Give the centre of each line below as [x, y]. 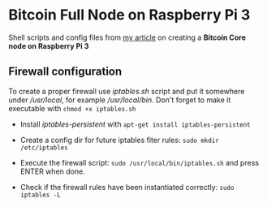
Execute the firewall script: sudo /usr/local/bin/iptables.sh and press [140, 162]
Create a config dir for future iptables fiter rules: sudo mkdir [119, 140]
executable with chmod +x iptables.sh [72, 108]
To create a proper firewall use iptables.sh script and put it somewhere [127, 91]
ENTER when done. [52, 171]
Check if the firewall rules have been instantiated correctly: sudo [127, 187]
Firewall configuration [65, 72]
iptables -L [40, 195]
